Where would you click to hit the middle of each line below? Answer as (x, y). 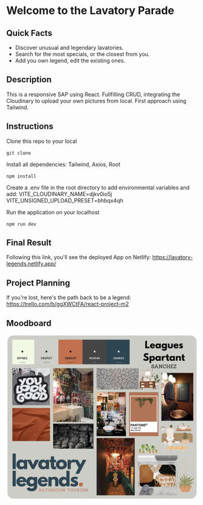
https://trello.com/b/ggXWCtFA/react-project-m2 (68, 304)
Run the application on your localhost (53, 212)
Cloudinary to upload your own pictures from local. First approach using (96, 100)
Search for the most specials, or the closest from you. (82, 54)
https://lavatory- (173, 257)
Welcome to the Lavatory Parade (90, 11)
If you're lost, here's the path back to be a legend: (69, 298)
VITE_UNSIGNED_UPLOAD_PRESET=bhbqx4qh (65, 200)
